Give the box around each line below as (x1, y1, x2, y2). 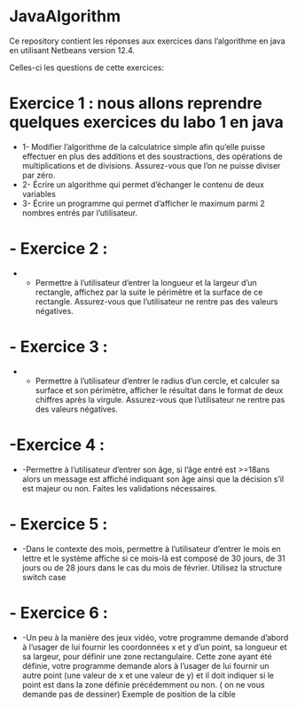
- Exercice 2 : (9, 239, 108, 259)
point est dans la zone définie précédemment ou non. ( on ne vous (21, 679, 265, 689)
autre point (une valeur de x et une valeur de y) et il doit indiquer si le (21, 670, 275, 680)
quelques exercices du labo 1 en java (9, 113, 284, 132)
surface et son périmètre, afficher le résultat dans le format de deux (35, 384, 284, 396)
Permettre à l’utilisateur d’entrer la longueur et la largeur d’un (35, 277, 257, 287)
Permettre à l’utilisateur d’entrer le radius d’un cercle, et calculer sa (35, 375, 280, 386)
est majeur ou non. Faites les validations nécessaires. (21, 483, 217, 493)
